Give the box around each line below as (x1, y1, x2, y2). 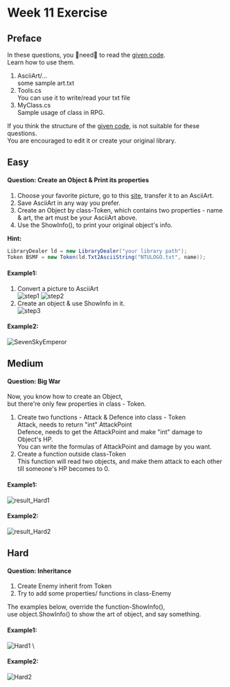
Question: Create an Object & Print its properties (7, 175, 150, 184)
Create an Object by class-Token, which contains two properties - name (17, 206, 223, 214)
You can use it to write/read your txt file (17, 93, 130, 102)
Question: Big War (7, 377, 61, 385)
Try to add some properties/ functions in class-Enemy (17, 589, 172, 598)
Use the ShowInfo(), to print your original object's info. (17, 220, 173, 229)
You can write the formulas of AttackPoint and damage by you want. (17, 443, 213, 451)
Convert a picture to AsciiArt (17, 284, 99, 292)
